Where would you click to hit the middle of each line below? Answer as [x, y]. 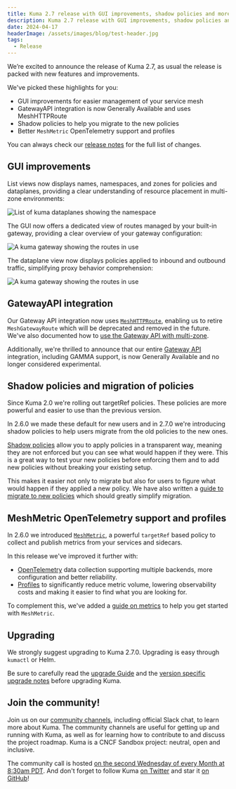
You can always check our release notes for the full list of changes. [104, 144]
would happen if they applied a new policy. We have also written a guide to [116, 488]
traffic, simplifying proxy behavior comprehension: [80, 268]
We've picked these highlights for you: [63, 87]
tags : [15, 40]
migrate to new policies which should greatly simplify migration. [99, 496]
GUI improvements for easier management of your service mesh [110, 101]
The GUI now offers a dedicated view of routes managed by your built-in [112, 226]
